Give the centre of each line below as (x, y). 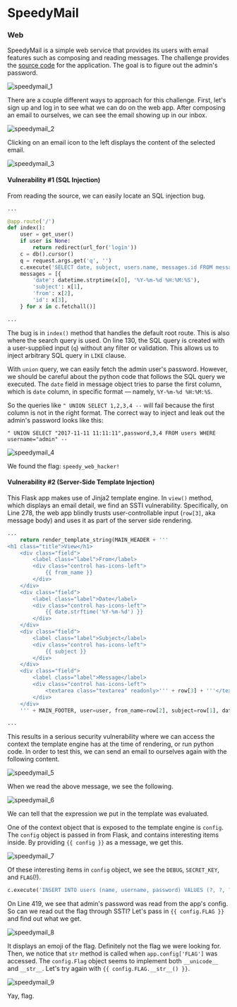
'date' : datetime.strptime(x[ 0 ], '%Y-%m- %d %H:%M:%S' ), (116, 280)
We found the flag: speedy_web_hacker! (63, 466)
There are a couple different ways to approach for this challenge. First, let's (117, 100)
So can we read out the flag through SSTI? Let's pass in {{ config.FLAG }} (116, 911)
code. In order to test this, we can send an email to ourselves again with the (117, 752)
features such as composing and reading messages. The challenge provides (118, 58)
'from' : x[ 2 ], (53, 294)
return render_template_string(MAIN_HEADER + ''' (95, 540)
